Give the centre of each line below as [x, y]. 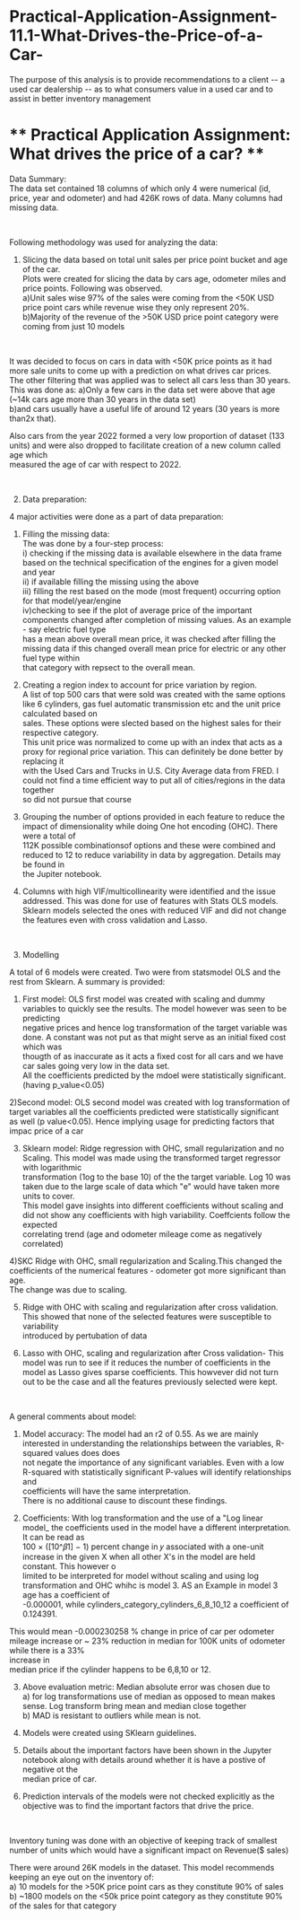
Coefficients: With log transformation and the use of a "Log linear [142, 1518]
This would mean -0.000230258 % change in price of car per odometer [142, 1631]
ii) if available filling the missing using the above [111, 582]
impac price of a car [47, 1131]
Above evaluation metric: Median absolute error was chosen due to [146, 1687]
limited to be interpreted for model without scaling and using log [141, 1575]
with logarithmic [52, 1167]
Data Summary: [38, 179]
